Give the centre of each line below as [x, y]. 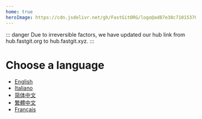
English [24, 82]
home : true [19, 12]
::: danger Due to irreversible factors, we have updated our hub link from [95, 34]
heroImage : [19, 17]
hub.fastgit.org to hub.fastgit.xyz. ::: [50, 41]
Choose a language [55, 65]
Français [25, 109]
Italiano [24, 88]
